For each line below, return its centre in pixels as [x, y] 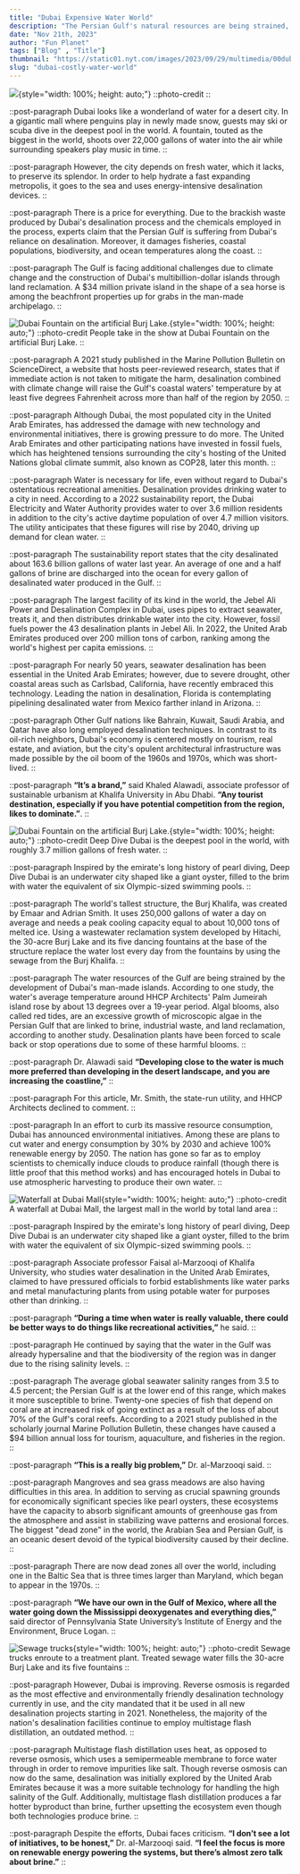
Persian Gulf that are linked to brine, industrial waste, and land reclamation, [147, 1025]
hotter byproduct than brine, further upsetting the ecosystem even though [146, 1806]
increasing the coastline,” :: [62, 1081]
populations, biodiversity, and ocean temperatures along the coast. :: [136, 250]
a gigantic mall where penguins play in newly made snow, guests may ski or [149, 121]
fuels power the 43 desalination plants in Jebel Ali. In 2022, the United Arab [148, 628]
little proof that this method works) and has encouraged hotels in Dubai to [145, 1172]
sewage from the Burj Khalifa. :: [67, 960]
